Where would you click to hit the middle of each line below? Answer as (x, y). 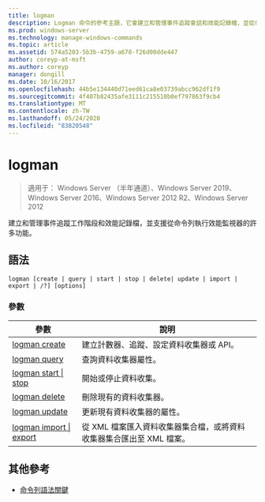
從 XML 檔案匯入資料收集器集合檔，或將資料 (164, 426)
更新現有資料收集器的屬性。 (133, 412)
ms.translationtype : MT (47, 104)
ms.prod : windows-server (49, 30)
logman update (40, 411)
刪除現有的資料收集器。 (125, 397)
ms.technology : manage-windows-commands (76, 38)
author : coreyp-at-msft (47, 60)
